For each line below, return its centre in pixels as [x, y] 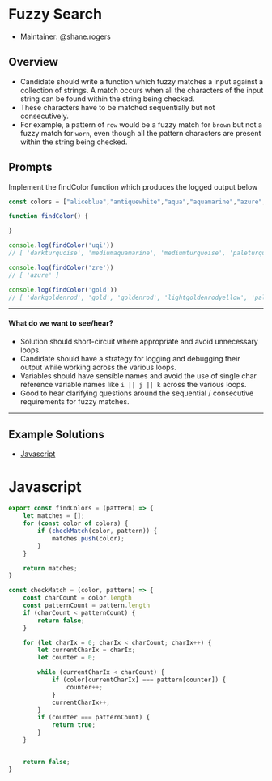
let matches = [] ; [54, 516]
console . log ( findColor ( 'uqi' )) [61, 245]
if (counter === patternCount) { [94, 718]
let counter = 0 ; [66, 658]
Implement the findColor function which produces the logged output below [133, 186]
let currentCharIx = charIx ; [87, 650]
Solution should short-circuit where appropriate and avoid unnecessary [139, 341]
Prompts [30, 167]
